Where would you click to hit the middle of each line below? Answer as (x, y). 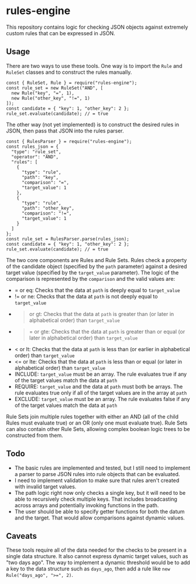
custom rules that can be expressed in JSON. (61, 33)
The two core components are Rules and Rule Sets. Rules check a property (97, 260)
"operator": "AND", (35, 157)
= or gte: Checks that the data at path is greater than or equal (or (107, 331)
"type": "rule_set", (36, 152)
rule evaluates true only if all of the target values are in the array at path (101, 393)
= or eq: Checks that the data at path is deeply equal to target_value (97, 290)
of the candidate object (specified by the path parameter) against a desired (97, 266)
